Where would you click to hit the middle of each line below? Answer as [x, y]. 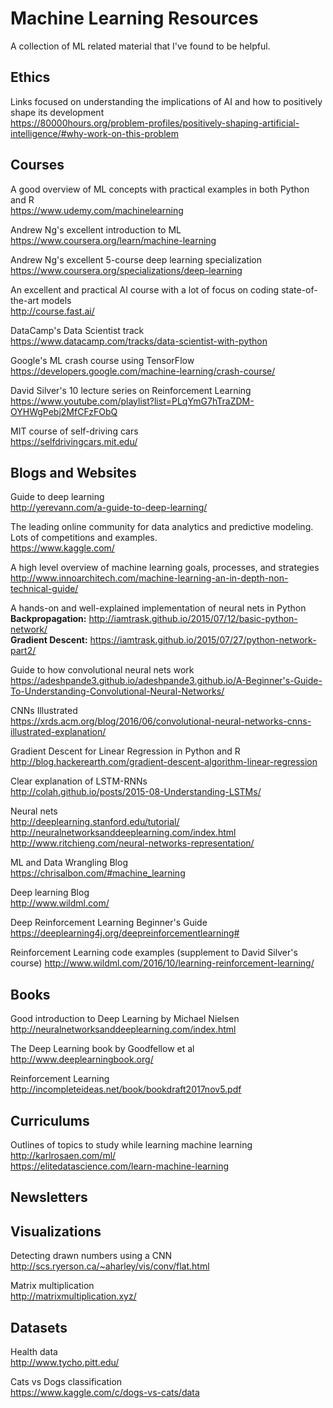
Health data [34, 1352]
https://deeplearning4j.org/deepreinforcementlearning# [125, 933]
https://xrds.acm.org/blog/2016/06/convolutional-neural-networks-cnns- [161, 721]
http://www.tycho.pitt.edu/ [65, 1363]
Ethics [30, 77]
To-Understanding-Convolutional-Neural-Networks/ [117, 691]
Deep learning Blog [50, 893]
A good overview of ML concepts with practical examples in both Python [160, 189]
